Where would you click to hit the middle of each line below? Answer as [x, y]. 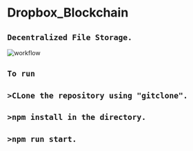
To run [21, 74]
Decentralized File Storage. [70, 37]
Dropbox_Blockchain [68, 13]
